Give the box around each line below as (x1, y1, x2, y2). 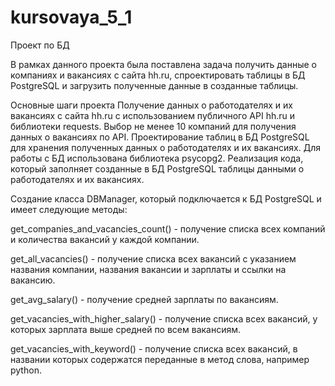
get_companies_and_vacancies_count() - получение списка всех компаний (10, 222, 326, 235)
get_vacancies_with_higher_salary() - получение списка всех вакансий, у (10, 312, 318, 325)
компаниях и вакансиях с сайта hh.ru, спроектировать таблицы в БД (10, 69, 306, 81)
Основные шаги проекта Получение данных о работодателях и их (10, 99, 293, 111)
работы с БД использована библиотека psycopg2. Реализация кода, (10, 152, 304, 164)
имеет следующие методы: (10, 203, 128, 215)
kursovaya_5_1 (10, 6, 133, 29)
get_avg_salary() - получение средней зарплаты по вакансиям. (10, 293, 279, 305)
